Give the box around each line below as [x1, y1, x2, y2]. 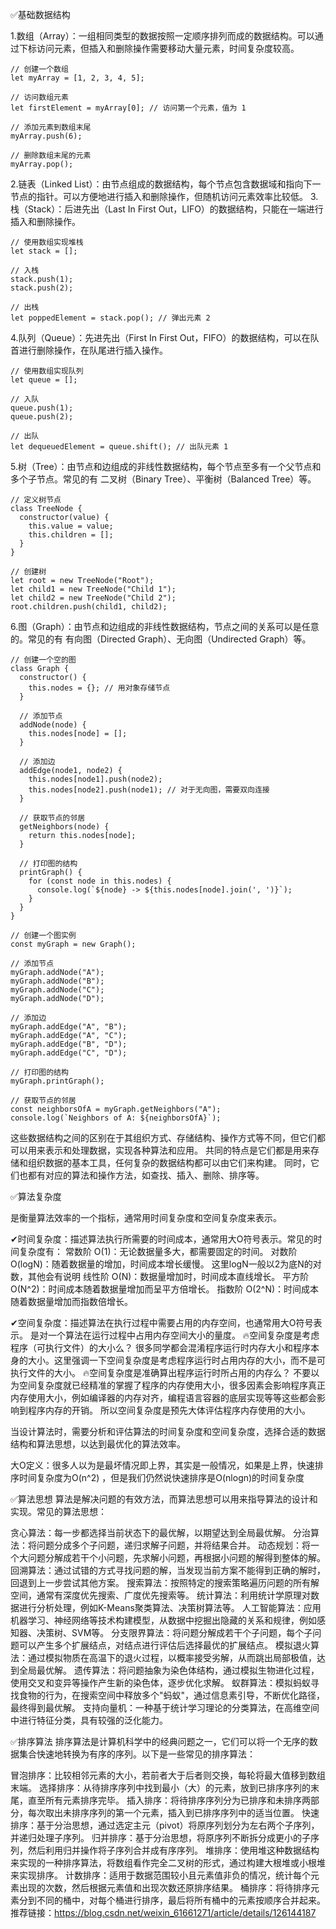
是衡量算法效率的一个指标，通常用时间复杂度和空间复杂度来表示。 [10, 1212, 282, 1223]
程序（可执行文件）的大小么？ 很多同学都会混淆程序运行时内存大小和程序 [10, 1342, 311, 1353]
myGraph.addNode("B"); [10, 976, 105, 986]
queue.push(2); [10, 412, 74, 422]
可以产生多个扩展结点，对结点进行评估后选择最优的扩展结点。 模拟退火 [18, 1639, 311, 1651]
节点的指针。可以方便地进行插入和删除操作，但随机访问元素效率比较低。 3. [10, 191, 319, 202]
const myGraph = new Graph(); [10, 939, 137, 949]
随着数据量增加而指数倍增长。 [10, 1296, 133, 1307]
